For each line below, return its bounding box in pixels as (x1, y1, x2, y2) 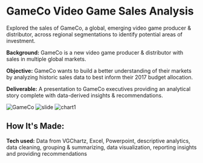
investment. (6, 37, 36, 44)
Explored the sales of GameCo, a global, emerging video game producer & (6, 24, 192, 32)
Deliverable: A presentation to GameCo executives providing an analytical (6, 85, 191, 92)
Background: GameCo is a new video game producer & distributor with (6, 48, 184, 56)
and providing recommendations (6, 150, 88, 157)
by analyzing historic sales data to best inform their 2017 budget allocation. (6, 73, 193, 81)
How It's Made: (6, 121, 65, 131)
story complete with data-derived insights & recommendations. (6, 91, 163, 99)
